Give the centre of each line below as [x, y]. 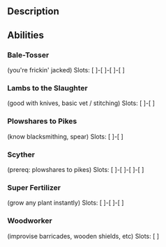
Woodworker [30, 221]
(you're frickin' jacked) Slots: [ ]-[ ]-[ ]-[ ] [66, 70]
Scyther [21, 154]
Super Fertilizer [34, 187]
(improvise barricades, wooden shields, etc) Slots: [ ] [83, 236]
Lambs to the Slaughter [48, 88]
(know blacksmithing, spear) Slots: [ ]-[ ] [65, 136]
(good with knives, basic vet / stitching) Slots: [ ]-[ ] [81, 103]
